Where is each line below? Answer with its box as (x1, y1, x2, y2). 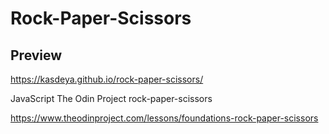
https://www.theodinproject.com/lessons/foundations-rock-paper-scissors (10, 112, 319, 124)
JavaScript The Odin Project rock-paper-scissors (10, 93, 213, 104)
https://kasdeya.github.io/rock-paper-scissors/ (10, 73, 204, 85)
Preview (10, 47, 63, 64)
